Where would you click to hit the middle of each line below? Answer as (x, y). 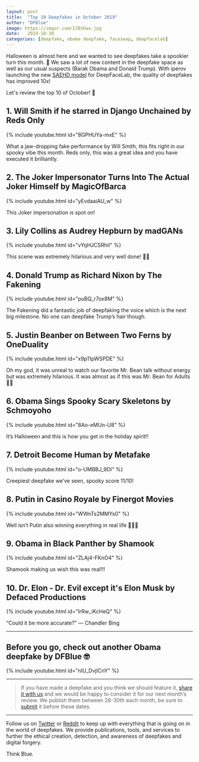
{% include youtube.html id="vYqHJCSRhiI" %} (64, 245)
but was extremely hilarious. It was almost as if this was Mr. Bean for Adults (98, 377)
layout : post (22, 12)
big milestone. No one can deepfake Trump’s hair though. (76, 317)
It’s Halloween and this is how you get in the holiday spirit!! (78, 436)
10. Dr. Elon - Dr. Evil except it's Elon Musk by (91, 588)
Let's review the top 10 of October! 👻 (51, 93)
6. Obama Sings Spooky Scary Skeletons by (89, 401)
